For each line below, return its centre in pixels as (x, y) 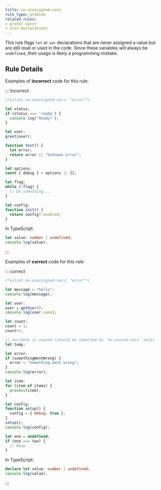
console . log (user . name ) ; (31, 312)
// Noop (18, 445)
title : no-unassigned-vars (33, 10)
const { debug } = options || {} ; (41, 173)
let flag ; (15, 182)
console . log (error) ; (27, 372)
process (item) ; (25, 390)
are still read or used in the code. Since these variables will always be (77, 48)
